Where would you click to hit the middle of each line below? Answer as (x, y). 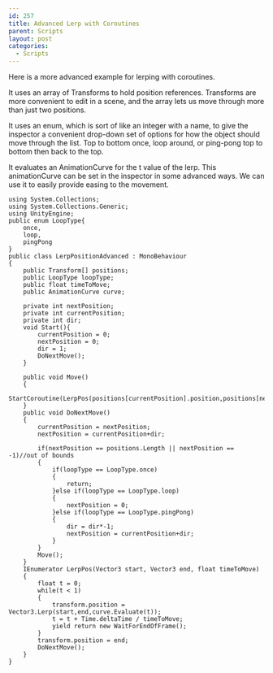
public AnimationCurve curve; (74, 292)
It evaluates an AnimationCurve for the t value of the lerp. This (113, 167)
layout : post (30, 39)
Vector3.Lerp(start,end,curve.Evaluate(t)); (85, 612)
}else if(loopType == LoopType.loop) (116, 491)
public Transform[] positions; (76, 271)
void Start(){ (47, 328)
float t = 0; (60, 584)
